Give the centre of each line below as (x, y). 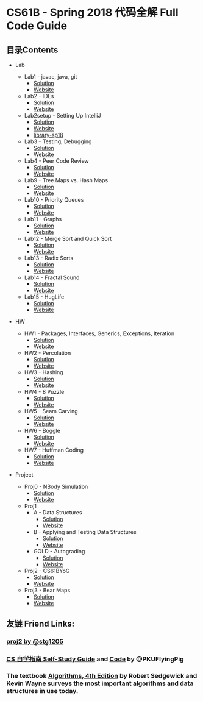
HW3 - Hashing (44, 372)
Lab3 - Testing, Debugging (58, 141)
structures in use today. (42, 691)
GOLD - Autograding (59, 551)
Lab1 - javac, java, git (51, 77)
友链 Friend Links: (41, 624)
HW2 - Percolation (48, 353)
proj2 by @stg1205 (35, 642)
